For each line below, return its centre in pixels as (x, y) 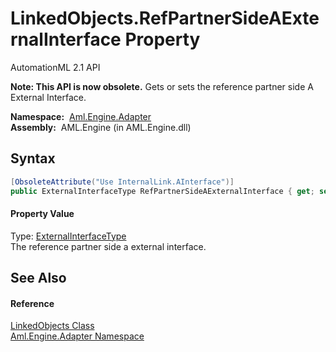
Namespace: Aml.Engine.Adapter (81, 116)
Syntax (33, 158)
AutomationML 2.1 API (55, 67)
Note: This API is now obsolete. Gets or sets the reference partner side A (162, 86)
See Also (38, 278)
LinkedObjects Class (52, 326)
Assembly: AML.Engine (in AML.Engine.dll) (101, 127)
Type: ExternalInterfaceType (68, 236)
